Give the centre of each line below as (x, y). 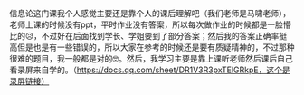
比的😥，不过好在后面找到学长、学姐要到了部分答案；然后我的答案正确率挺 (148, 36)
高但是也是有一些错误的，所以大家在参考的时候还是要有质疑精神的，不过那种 (152, 47)
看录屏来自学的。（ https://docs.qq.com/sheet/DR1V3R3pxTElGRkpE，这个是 (150, 70)
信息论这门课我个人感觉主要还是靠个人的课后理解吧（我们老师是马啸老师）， (150, 13)
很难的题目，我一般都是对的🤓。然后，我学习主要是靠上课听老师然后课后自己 (151, 58)
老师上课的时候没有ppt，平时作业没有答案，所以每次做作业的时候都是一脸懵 (150, 24)
